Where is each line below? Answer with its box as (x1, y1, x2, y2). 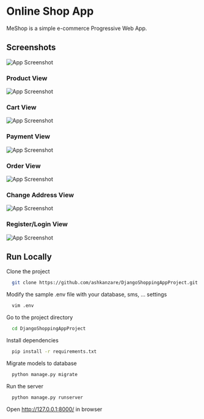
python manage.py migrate (12, 371, 78, 377)
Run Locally (6, 251, 52, 262)
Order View (6, 161, 41, 170)
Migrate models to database (6, 360, 78, 367)
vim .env (12, 303, 34, 309)
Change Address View (6, 191, 75, 199)
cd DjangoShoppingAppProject (12, 326, 86, 332)
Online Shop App (6, 4, 94, 18)
